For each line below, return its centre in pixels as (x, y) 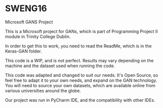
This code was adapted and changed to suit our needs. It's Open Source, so (82, 75)
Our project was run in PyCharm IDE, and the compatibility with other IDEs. (80, 100)
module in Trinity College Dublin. (38, 36)
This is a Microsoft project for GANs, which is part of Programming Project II (81, 31)
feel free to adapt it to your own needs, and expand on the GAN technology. (81, 80)
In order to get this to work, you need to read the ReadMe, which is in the (79, 46)
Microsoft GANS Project (29, 22)
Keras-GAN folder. (23, 51)
